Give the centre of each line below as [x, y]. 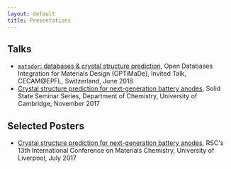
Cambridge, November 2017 [59, 104]
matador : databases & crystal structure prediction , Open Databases [115, 66]
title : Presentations [39, 21]
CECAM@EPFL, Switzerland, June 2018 [75, 81]
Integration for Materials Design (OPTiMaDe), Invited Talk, [102, 74]
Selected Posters [46, 126]
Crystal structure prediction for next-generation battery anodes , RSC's [120, 143]
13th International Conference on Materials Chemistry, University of [116, 151]
